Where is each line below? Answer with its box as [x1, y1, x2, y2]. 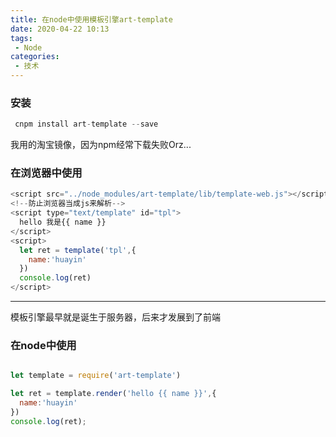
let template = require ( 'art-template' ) [10, 371, 182, 381]
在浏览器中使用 [10, 166, 83, 180]
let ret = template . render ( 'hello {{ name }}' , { [10, 389, 217, 399]
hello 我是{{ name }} [19, 217, 107, 228]
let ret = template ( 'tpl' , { [19, 245, 137, 255]
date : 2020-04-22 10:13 [10, 24, 110, 34]
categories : [10, 52, 60, 62]
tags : [10, 33, 33, 43]
